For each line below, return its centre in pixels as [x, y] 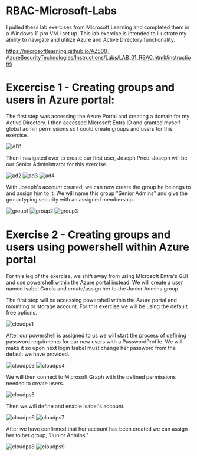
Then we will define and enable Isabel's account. [65, 406]
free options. [22, 312]
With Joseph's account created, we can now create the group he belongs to [98, 187]
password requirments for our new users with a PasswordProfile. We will [94, 341]
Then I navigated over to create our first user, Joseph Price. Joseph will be [97, 158]
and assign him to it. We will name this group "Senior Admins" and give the [97, 193]
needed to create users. [35, 383]
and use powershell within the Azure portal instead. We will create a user [95, 282]
